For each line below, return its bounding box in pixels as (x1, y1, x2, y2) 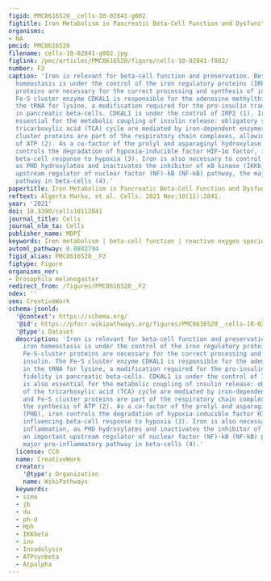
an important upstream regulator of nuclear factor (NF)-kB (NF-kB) (23, 432, 258, 440)
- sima (15, 492, 38, 501)
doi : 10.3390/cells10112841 (8, 207, 103, 215)
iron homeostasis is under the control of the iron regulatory (23, 343, 240, 351)
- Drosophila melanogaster (8, 275, 99, 283)
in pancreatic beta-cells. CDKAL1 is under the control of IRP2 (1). (15, 110, 254, 118)
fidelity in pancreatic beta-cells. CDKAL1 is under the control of (23, 373, 258, 381)
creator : (15, 462, 45, 471)
